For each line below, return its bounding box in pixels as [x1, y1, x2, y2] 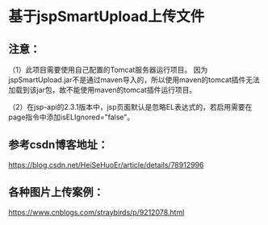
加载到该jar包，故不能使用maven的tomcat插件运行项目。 [8, 85, 197, 94]
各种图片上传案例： [8, 185, 104, 199]
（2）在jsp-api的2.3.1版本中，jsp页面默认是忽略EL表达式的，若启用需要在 [8, 102, 253, 111]
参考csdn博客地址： [8, 138, 109, 152]
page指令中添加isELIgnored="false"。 [8, 112, 135, 122]
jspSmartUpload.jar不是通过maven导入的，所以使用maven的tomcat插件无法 [8, 75, 261, 85]
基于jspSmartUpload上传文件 [8, 7, 205, 26]
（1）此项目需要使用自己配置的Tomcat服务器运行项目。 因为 [8, 65, 208, 74]
